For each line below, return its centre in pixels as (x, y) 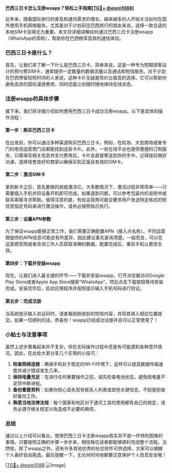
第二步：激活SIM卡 (25, 175)
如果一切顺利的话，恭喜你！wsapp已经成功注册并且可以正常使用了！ (86, 320)
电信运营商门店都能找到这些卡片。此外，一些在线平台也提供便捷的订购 (88, 149)
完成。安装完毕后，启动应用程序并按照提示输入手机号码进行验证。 (75, 288)
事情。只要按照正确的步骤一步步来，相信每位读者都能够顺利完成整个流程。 (84, 442)
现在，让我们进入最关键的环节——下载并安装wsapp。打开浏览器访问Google (85, 276)
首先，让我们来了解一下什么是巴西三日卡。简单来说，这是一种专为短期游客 (84, 65)
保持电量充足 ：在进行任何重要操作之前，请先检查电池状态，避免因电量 (87, 376)
